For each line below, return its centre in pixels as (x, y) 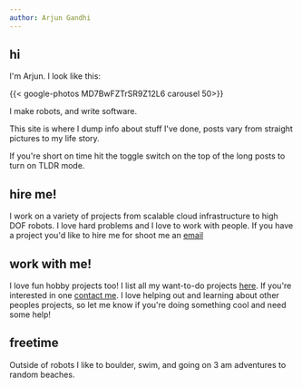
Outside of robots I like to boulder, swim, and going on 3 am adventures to (148, 364)
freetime (34, 343)
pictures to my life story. (54, 139)
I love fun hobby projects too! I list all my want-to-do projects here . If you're (151, 285)
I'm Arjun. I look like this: (55, 76)
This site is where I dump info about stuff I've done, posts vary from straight (151, 129)
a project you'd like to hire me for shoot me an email (107, 236)
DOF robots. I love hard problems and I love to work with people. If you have (151, 226)
